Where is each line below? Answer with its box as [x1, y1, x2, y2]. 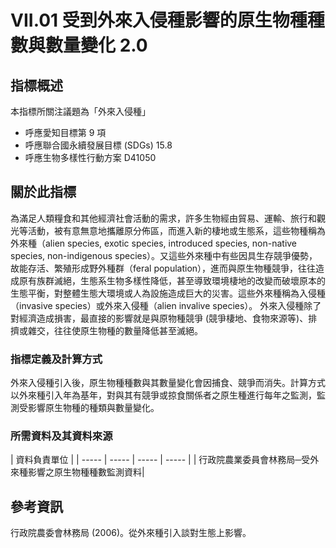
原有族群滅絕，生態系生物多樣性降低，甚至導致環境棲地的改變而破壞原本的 [18, 274, 326, 286]
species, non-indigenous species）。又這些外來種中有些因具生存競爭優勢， [10, 249, 318, 261]
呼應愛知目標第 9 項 [24, 127, 107, 138]
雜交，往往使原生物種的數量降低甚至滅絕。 [27, 324, 203, 336]
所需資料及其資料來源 [10, 429, 113, 443]
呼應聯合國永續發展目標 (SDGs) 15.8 [24, 139, 173, 151]
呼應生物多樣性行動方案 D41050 [24, 152, 157, 163]
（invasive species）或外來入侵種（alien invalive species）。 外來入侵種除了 [10, 299, 322, 311]
